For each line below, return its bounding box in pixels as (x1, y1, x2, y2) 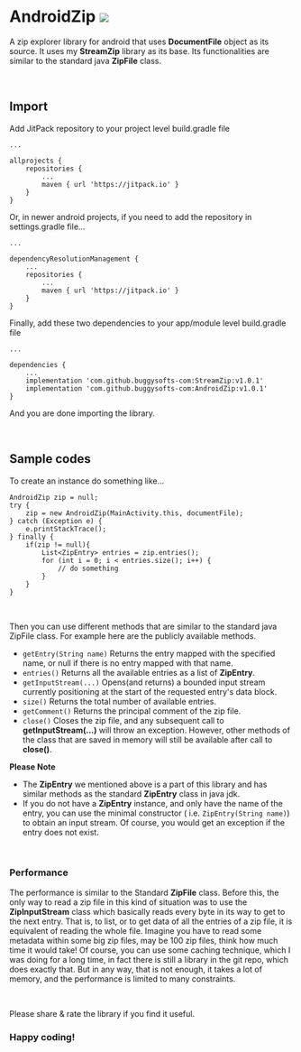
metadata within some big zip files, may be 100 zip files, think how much (9, 935, 278, 946)
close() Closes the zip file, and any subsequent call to (22, 715, 224, 725)
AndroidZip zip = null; (9, 493, 99, 502)
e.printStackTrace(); (25, 524, 106, 533)
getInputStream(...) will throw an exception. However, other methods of (22, 724, 291, 735)
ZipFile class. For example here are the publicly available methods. (9, 630, 257, 641)
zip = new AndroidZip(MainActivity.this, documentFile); (25, 508, 244, 518)
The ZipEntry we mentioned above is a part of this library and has (22, 779, 268, 789)
